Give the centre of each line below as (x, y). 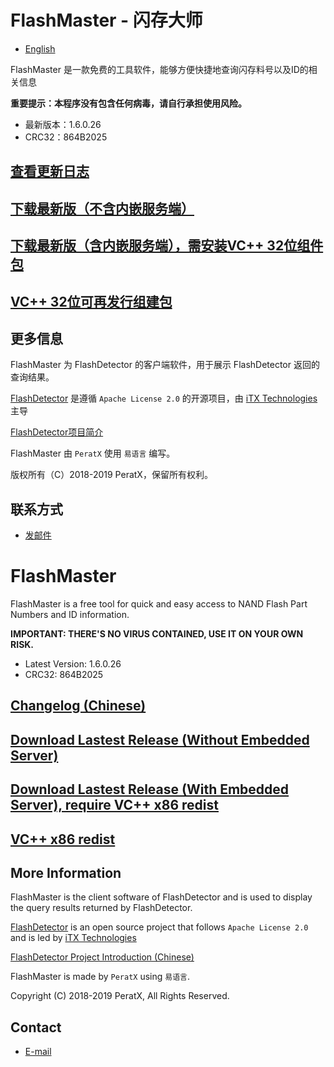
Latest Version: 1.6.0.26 (73, 664)
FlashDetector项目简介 (57, 432)
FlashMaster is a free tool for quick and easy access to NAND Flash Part (159, 604)
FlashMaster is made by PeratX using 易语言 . (100, 977)
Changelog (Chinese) (78, 706)
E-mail (38, 1052)
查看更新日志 (50, 171)
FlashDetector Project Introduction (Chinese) (102, 957)
